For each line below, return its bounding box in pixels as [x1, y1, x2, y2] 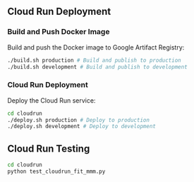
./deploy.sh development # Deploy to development [7, 123, 157, 130]
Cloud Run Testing [7, 142, 90, 154]
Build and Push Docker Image [7, 27, 110, 37]
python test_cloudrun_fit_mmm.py [7, 168, 106, 176]
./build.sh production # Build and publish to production [7, 57, 181, 64]
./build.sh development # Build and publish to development [7, 63, 188, 70]
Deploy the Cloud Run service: [7, 96, 96, 105]
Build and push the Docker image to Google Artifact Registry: [7, 42, 185, 52]
